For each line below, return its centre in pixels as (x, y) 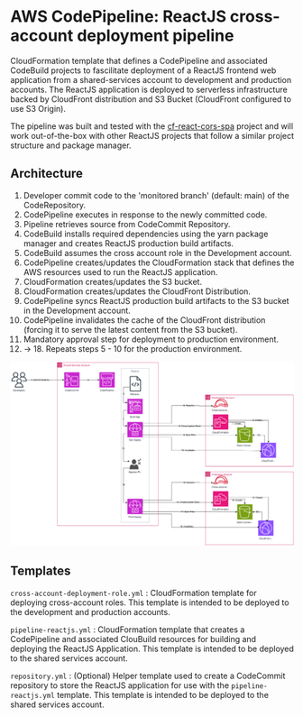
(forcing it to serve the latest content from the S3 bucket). (130, 329)
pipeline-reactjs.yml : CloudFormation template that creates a (128, 630)
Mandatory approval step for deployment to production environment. (151, 339)
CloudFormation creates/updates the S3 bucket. (112, 281)
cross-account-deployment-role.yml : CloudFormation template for (133, 593)
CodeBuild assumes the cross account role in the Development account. (157, 253)
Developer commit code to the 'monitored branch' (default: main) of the (156, 195)
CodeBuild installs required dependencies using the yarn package (146, 234)
